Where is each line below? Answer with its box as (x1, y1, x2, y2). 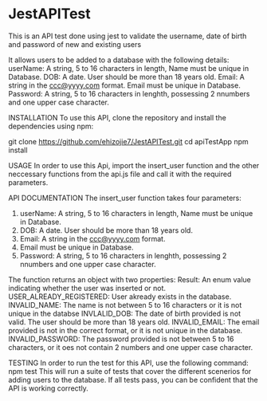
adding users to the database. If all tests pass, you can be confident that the (8, 375, 259, 384)
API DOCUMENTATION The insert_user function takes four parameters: (8, 193, 241, 202)
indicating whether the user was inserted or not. (8, 283, 166, 293)
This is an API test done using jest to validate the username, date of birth (8, 31, 247, 41)
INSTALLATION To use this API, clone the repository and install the (8, 112, 227, 122)
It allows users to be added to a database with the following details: (8, 55, 230, 65)
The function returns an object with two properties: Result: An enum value (8, 274, 251, 284)
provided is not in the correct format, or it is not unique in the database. (8, 325, 243, 335)
